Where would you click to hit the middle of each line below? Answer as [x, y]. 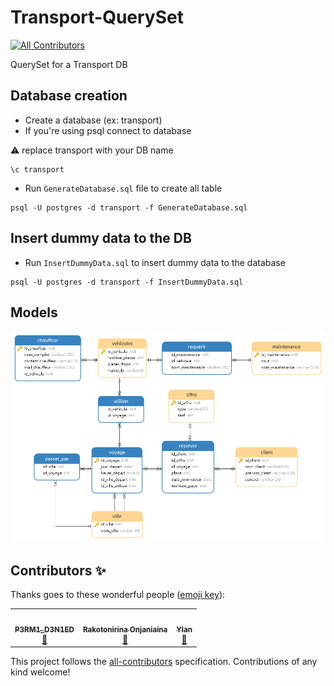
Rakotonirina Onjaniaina [125, 629]
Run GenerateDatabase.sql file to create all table [123, 188]
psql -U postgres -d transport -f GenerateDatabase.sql [129, 207]
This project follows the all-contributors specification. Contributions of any [164, 662]
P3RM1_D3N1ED [44, 629]
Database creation [69, 96]
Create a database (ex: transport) [93, 120]
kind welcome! [40, 672]
